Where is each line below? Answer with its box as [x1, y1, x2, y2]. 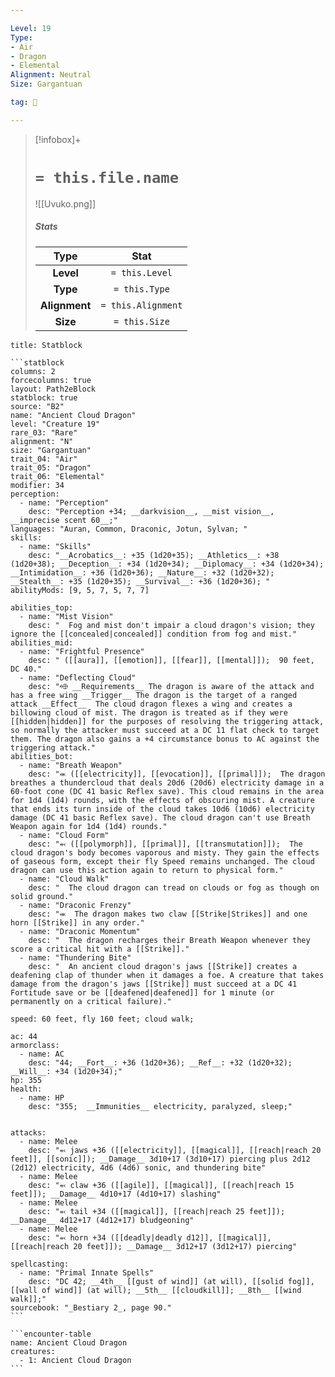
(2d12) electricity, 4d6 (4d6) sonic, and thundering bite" [10, 1162, 267, 1173]
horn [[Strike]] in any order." [10, 917, 145, 928]
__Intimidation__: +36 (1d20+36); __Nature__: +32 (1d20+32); [10, 567, 275, 578]
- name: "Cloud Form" [19, 830, 110, 840]
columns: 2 [10, 366, 56, 376]
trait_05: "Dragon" [10, 462, 92, 473]
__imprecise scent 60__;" [10, 515, 118, 525]
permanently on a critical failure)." [10, 996, 172, 1006]
